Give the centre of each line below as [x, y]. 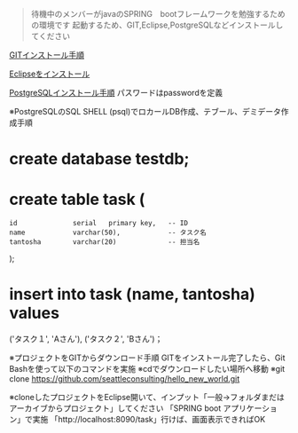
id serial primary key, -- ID [99, 224]
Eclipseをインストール [50, 74]
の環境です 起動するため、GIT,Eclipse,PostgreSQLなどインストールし [157, 25]
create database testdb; [99, 159]
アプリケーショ [250, 408]
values [35, 313]
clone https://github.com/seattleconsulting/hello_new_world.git [125, 379]
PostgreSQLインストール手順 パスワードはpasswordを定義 [116, 93]
